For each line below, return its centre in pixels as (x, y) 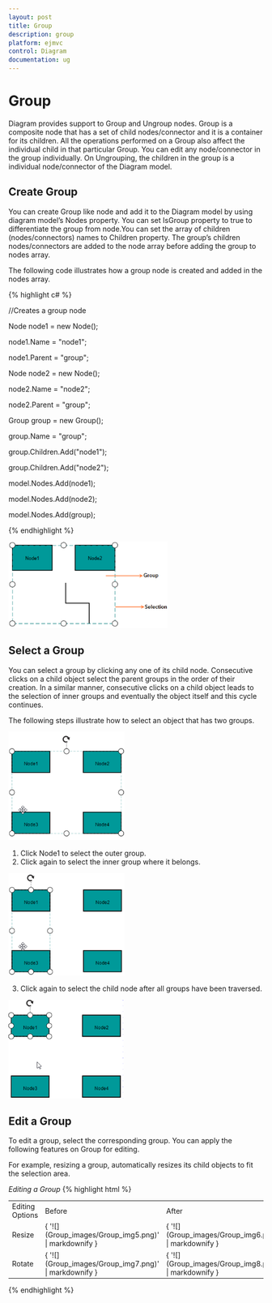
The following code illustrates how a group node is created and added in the (136, 270)
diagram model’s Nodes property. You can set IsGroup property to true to (130, 220)
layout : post (30, 17)
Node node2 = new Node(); (54, 373)
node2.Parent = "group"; (49, 405)
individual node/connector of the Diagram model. (90, 166)
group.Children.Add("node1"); (58, 452)
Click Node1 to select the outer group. (83, 853)
